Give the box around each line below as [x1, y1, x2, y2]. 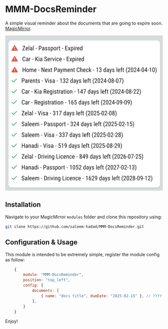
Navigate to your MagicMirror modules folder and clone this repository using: [5, 214, 162, 220]
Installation [5, 201, 41, 209]
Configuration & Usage [5, 238, 77, 247]
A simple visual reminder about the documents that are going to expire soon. [5, 20, 163, 26]
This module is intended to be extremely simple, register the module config [5, 251, 160, 257]
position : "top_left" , [23, 277, 70, 283]
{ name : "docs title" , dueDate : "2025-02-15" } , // [40, 293, 151, 298]
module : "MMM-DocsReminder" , [23, 272, 84, 277]
